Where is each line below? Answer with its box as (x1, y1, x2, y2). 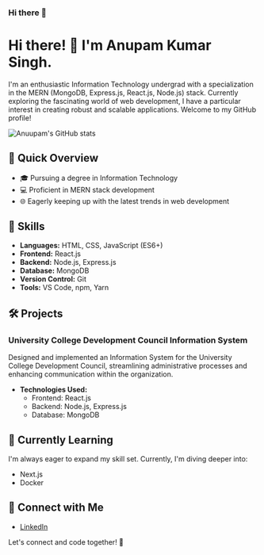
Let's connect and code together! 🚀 (8, 537, 124, 546)
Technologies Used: (19, 385, 88, 395)
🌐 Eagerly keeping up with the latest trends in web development (19, 196, 230, 205)
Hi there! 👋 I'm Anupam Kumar (8, 36, 212, 55)
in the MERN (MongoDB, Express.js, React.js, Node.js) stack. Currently (8, 87, 239, 98)
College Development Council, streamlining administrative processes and (8, 361, 247, 371)
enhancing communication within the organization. (8, 369, 174, 379)
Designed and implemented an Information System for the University (8, 353, 232, 362)
